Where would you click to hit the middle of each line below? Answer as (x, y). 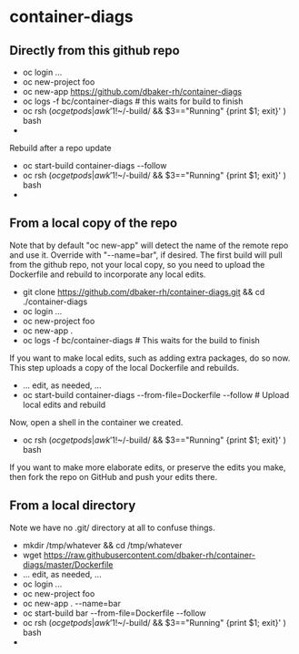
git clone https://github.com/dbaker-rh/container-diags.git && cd (144, 291)
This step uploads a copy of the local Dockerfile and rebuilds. (124, 367)
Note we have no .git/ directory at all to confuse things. (112, 527)
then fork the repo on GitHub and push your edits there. (114, 476)
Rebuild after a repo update (60, 148)
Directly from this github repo (95, 51)
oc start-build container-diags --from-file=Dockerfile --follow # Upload (155, 394)
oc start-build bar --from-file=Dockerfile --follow (114, 613)
